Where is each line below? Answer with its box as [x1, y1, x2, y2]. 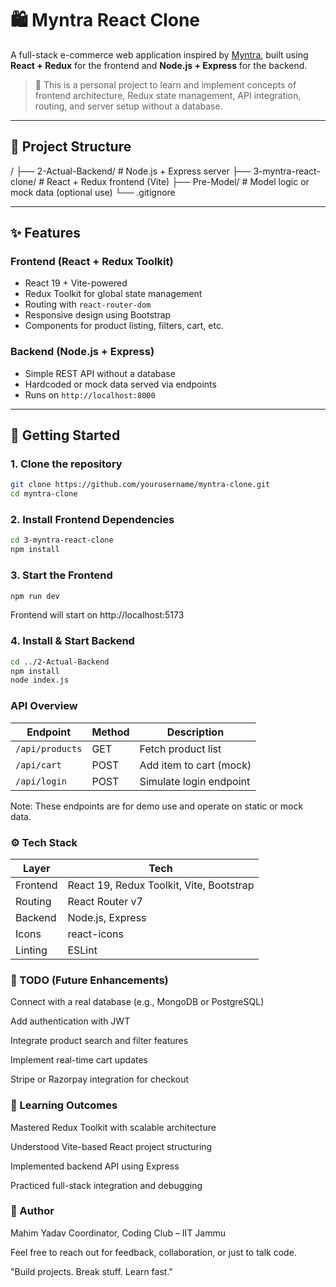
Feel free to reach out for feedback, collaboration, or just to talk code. [10, 1246, 297, 1258]
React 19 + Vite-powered [24, 277, 128, 289]
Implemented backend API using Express [10, 1160, 180, 1172]
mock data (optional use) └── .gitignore [10, 186, 176, 198]
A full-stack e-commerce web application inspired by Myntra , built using [10, 48, 309, 61]
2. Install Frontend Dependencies [10, 513, 175, 527]
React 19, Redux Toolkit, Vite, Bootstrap [67, 878, 255, 892]
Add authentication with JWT [10, 1015, 131, 1027]
